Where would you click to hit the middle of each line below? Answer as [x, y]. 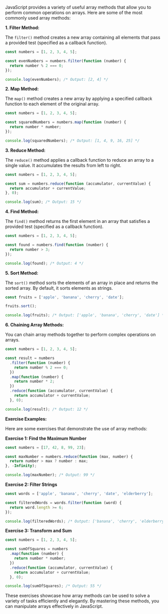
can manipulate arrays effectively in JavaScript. [54, 606]
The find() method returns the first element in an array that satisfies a [77, 221]
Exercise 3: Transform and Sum [38, 531]
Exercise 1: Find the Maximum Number [46, 438]
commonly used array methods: [38, 18]
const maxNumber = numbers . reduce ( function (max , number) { [69, 456]
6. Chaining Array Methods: [34, 325]
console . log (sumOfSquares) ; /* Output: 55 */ [53, 586]
